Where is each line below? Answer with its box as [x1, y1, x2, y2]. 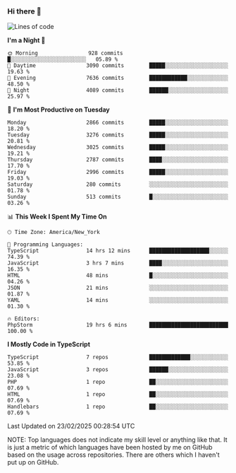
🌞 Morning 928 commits [7, 49, 123, 57]
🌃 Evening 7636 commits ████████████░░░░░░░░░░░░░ [7, 74, 229, 82]
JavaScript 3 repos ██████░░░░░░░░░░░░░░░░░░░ [7, 366, 229, 373]
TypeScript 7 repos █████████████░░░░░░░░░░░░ [7, 354, 229, 361]
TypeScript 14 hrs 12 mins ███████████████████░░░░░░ [7, 247, 229, 255]
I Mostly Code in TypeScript [7, 340, 90, 349]
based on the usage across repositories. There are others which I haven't [7, 450, 220, 459]
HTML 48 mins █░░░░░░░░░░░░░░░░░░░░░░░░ [7, 272, 229, 279]
